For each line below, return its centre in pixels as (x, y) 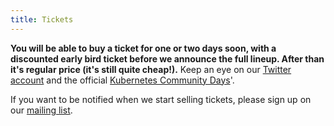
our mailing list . (41, 110)
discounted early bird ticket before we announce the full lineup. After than (167, 58)
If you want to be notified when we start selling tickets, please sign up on (161, 99)
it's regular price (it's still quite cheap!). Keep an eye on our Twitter (151, 69)
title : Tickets (42, 19)
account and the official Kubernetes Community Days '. (122, 80)
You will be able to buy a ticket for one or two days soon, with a (143, 48)
